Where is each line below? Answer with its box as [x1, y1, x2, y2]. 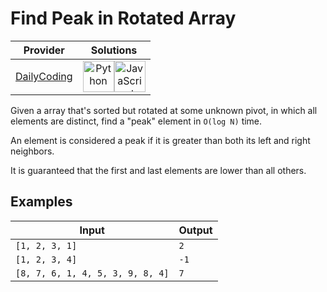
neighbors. [10, 145, 55, 157]
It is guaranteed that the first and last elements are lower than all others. [10, 164, 307, 176]
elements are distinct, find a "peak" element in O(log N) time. [10, 115, 263, 127]
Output [178, 223, 213, 237]
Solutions [90, 43, 138, 57]
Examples [10, 193, 73, 211]
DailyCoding [15, 69, 73, 83]
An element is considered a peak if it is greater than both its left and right [10, 134, 311, 146]
